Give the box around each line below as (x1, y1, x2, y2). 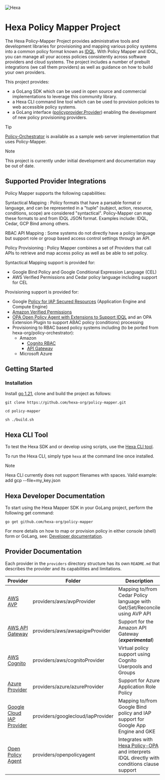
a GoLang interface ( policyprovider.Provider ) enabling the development (12, 109, 156, 115)
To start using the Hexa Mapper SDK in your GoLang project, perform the (5, 505, 153, 511)
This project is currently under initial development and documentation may (5, 158, 156, 163)
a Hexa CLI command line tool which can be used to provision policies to (12, 99, 160, 105)
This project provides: (5, 79, 50, 84)
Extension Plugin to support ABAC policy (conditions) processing (12, 319, 144, 325)
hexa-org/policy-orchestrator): (12, 329, 75, 336)
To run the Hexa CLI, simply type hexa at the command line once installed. (5, 453, 155, 459)
